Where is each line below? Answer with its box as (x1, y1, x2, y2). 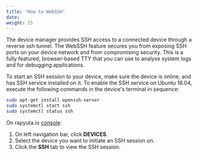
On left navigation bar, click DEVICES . (14, 131, 109, 138)
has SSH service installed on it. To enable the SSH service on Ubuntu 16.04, (6, 79, 192, 86)
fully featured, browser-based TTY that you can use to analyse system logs (6, 55, 192, 63)
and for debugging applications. (6, 61, 85, 69)
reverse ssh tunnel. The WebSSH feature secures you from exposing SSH (6, 42, 187, 49)
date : (6, 14, 20, 20)
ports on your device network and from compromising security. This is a (6, 49, 184, 56)
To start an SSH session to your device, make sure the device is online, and (6, 73, 191, 80)
